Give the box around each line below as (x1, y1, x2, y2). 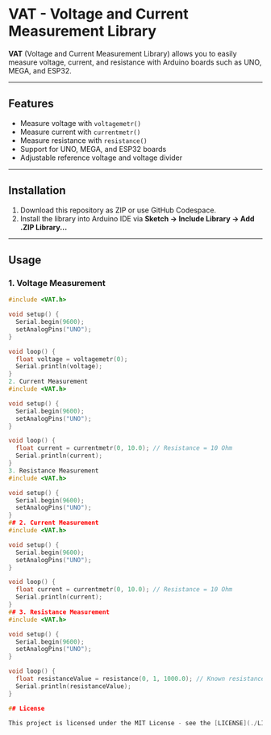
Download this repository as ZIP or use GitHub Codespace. (19, 205, 216, 215)
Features (8, 97, 54, 111)
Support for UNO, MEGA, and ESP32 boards (19, 144, 167, 153)
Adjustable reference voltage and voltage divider (19, 153, 183, 162)
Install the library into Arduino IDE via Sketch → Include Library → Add (19, 213, 255, 223)
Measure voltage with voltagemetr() (19, 118, 141, 128)
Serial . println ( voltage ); (15, 363, 103, 371)
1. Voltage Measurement (8, 277, 106, 288)
